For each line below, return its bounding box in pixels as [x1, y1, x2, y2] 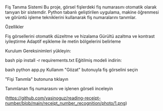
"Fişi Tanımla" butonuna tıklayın [5, 76, 68, 82]
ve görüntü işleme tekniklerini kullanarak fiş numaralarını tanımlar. [5, 15, 137, 20]
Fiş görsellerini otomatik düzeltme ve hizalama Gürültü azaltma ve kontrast [5, 34, 155, 39]
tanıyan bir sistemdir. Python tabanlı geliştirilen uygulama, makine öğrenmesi [5, 9, 159, 15]
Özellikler [5, 24, 24, 30]
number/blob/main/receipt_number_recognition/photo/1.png [5, 100, 126, 106]
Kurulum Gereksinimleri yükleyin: [5, 48, 71, 54]
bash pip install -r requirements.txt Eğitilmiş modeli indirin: [5, 57, 122, 63]
